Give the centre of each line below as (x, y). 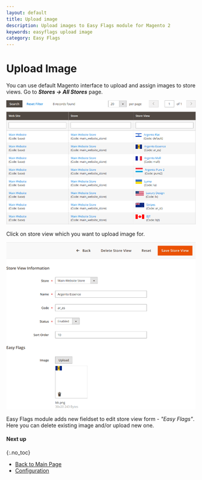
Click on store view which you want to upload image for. (76, 234)
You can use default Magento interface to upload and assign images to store (101, 86)
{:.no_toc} (18, 453)
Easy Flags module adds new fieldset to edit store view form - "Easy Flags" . (100, 418)
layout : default (26, 13)
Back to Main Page (38, 464)
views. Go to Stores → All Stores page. (55, 92)
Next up (17, 439)
